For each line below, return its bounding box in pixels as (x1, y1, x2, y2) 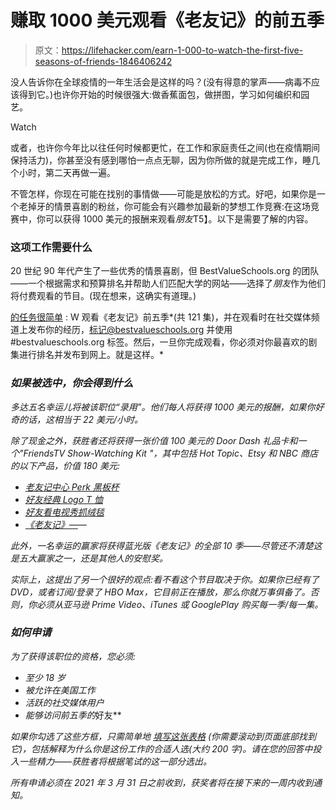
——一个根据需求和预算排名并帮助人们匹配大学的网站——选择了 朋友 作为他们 (10, 277, 326, 290)
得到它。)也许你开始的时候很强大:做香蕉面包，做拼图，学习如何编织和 (18, 88, 302, 100)
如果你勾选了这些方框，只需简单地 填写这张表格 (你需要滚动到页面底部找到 (10, 730, 317, 742)
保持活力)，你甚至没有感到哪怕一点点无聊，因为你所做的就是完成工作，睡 (10, 154, 312, 166)
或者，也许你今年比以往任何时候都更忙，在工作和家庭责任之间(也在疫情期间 (10, 141, 321, 153)
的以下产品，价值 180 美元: (10, 459, 121, 471)
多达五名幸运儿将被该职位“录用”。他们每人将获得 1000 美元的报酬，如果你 (10, 401, 316, 413)
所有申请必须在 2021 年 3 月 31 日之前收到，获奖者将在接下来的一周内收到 (10, 776, 314, 788)
